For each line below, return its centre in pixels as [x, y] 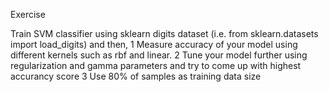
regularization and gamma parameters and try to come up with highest [156, 65]
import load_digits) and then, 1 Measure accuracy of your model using [154, 44]
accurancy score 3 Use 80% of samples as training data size [136, 76]
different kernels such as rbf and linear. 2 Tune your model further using [159, 55]
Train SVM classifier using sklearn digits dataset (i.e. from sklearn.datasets [164, 33]
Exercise [28, 14]
